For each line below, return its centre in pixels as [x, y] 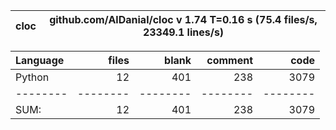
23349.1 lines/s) [183, 32]
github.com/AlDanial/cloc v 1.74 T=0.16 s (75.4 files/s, [183, 19]
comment [229, 60]
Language [40, 60]
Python [32, 77]
